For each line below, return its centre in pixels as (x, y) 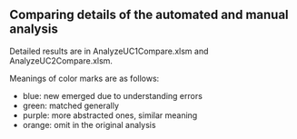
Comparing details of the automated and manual (149, 15)
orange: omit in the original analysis (89, 124)
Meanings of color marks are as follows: (84, 78)
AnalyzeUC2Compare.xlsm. (61, 60)
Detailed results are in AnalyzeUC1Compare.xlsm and (109, 51)
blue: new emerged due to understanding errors (112, 95)
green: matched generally (71, 105)
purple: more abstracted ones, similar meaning (110, 115)
